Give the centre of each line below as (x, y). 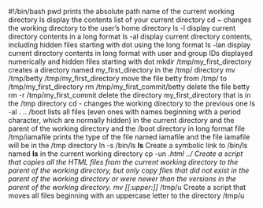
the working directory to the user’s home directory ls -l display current (122, 28)
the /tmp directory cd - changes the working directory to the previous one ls (132, 103)
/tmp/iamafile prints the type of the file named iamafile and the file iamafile (129, 137)
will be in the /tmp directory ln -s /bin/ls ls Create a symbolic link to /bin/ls (128, 145)
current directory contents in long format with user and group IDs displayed (131, 53)
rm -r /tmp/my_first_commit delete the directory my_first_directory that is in (130, 95)
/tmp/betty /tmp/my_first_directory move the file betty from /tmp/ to (117, 78)
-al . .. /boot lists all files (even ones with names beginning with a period (125, 112)
